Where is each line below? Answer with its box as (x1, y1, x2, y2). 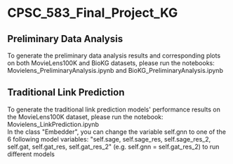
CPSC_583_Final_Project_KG (7, 5, 178, 21)
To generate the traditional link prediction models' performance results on (7, 105, 221, 114)
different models (7, 149, 55, 158)
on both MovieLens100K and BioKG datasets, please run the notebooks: (7, 59, 215, 67)
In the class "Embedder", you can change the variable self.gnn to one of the (7, 128, 227, 136)
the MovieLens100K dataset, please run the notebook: (7, 112, 164, 121)
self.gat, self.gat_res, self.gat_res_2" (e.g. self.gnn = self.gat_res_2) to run (7, 142, 220, 151)
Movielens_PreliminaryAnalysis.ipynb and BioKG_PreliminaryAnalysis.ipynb (7, 67, 223, 74)
